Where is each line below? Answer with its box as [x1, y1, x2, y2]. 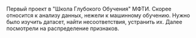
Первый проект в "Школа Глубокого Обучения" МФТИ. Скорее [6, 6, 171, 12]
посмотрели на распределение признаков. [6, 25, 119, 32]
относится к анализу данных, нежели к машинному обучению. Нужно [6, 12, 190, 19]
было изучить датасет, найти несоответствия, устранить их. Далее [6, 18, 183, 25]
